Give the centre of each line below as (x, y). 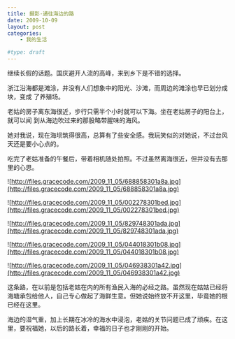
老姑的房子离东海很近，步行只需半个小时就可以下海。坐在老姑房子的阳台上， (117, 111)
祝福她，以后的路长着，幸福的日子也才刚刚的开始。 (99, 328)
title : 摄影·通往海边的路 (41, 14)
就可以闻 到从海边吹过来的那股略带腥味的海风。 (76, 120)
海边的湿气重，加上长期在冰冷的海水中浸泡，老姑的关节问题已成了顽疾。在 (114, 319)
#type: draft (26, 52)
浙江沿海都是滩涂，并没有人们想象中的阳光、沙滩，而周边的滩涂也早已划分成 (117, 88)
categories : (24, 33)
